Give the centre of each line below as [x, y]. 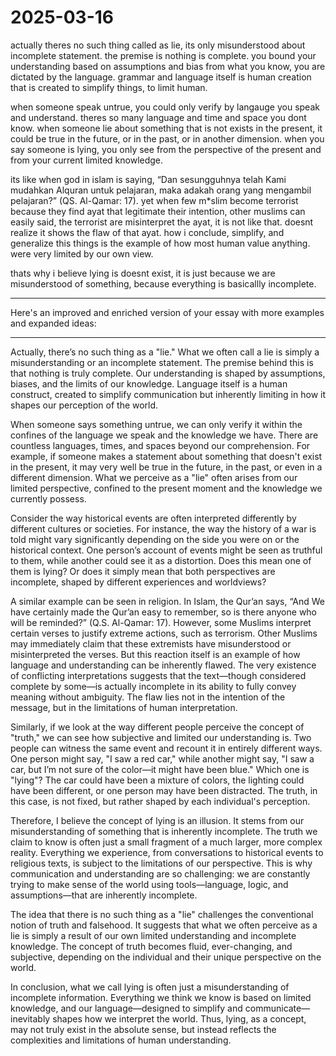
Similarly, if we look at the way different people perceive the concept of [157, 727]
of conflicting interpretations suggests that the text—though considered [158, 675]
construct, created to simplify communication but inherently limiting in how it [168, 394]
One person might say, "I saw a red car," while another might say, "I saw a [162, 758]
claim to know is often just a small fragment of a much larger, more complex [166, 842]
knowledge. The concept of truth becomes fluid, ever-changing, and [151, 946]
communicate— [277, 1008]
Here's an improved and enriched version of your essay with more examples [167, 312]
